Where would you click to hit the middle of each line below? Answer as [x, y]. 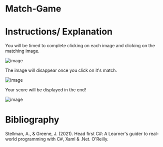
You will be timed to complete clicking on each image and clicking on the [80, 46]
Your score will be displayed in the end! [46, 90]
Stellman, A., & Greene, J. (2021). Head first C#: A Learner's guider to [77, 134]
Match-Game [33, 9]
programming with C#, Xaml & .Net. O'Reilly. [63, 139]
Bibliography [32, 120]
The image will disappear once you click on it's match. [61, 70]
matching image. [22, 51]
